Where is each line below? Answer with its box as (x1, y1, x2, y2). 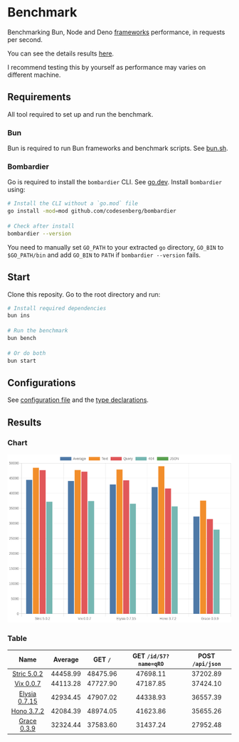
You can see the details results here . (7, 49, 115, 58)
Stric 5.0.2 (12, 669, 43, 678)
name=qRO (138, 660, 164, 667)
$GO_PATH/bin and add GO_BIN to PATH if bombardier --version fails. (7, 250, 201, 259)
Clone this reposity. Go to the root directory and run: (7, 290, 161, 299)
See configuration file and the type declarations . (7, 396, 149, 404)
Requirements (7, 91, 71, 103)
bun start (7, 357, 37, 364)
